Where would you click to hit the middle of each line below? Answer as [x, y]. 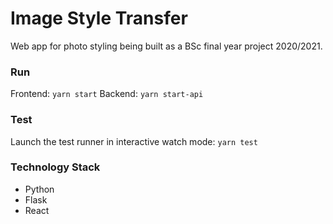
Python [39, 189]
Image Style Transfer [99, 18]
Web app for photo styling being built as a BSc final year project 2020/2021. [166, 46]
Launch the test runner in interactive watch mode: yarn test [134, 141]
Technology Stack [55, 167]
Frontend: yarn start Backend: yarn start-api [107, 94]
